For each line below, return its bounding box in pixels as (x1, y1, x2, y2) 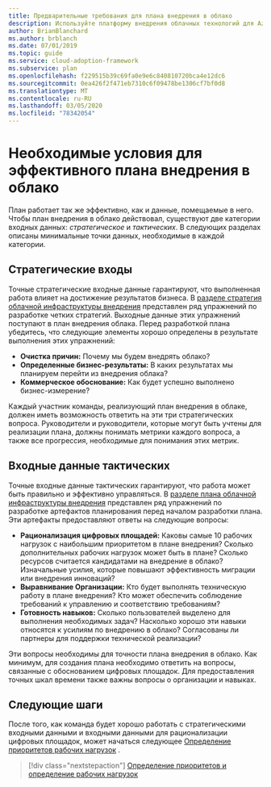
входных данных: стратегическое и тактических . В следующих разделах (8, 222, 261, 232)
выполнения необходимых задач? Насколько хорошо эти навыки (19, 616, 247, 626)
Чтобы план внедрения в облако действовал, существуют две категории (8, 213, 261, 223)
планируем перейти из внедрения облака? (19, 368, 168, 378)
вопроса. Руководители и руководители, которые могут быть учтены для (8, 418, 262, 428)
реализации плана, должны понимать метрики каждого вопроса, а (8, 427, 240, 437)
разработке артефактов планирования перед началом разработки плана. (8, 506, 263, 516)
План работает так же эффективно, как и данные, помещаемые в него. (8, 205, 254, 215)
